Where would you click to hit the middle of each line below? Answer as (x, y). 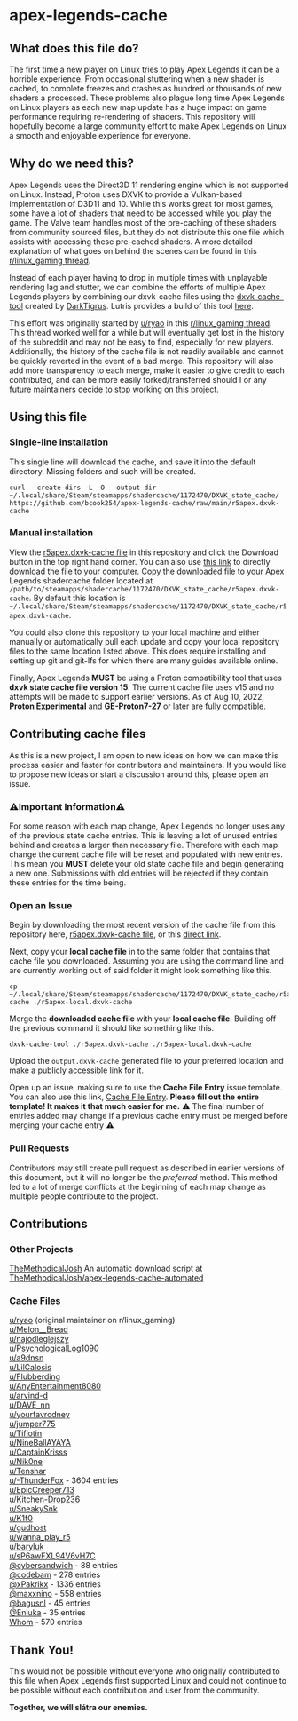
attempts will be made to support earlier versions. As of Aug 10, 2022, (137, 696)
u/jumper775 (32, 1424)
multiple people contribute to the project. (84, 1196)
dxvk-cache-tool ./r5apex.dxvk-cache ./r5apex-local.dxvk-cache (130, 1044)
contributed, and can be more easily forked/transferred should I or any (138, 379)
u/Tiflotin (26, 1433)
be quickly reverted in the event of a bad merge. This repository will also (141, 361)
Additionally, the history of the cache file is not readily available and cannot (146, 351)
